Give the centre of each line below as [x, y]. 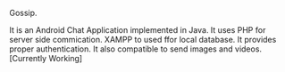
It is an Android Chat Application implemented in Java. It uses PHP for [138, 30]
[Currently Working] [46, 58]
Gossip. [23, 13]
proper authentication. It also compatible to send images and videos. [135, 49]
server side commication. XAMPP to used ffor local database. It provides [143, 40]
